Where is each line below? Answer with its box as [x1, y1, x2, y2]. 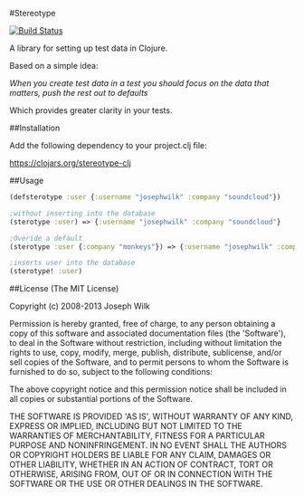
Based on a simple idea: [9, 61, 99, 71]
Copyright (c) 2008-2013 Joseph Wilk [9, 300, 151, 311]
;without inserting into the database [9, 208, 156, 218]
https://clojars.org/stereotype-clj [9, 157, 131, 168]
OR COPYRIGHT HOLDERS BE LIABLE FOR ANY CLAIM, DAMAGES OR [9, 450, 271, 461]
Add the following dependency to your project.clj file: [9, 140, 208, 150]
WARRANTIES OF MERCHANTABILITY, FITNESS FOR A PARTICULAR [9, 430, 265, 442]
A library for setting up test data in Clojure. [9, 43, 168, 53]
